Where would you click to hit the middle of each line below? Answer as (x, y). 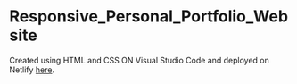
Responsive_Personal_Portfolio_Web (148, 17)
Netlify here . (32, 70)
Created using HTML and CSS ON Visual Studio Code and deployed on (140, 60)
